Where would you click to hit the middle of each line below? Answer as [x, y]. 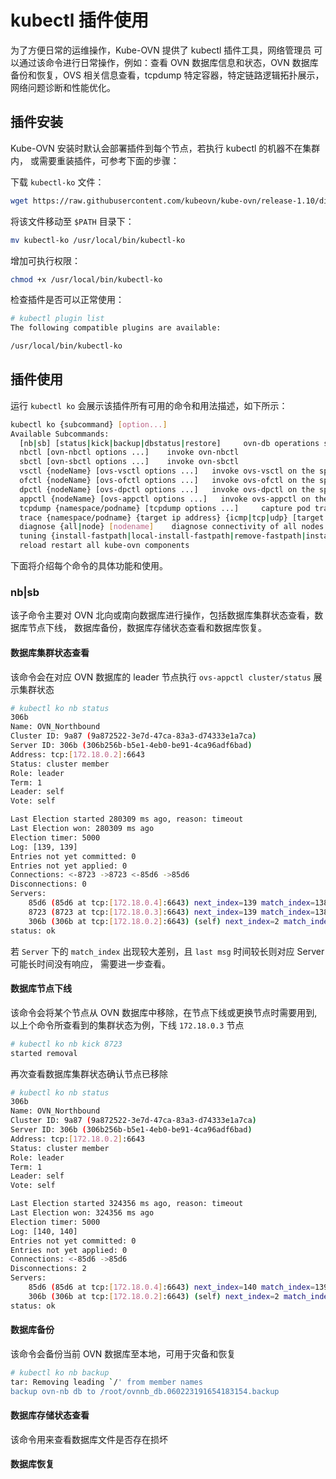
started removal [44, 1053]
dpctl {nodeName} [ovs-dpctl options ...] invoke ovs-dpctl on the [167, 489]
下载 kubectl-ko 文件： [57, 182]
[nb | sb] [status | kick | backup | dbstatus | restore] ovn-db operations [169, 443]
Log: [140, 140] [44, 1231]
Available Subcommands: [60, 434]
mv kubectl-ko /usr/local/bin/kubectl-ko [98, 240]
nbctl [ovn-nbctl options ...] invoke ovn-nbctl [129, 452]
